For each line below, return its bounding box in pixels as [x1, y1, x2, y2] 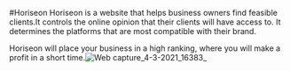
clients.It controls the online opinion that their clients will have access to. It [9, 17, 281, 27]
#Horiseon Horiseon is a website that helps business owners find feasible [9, 8, 278, 18]
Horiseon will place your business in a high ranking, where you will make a [9, 43, 281, 53]
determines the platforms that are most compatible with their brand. [9, 26, 257, 36]
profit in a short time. [9, 53, 86, 62]
